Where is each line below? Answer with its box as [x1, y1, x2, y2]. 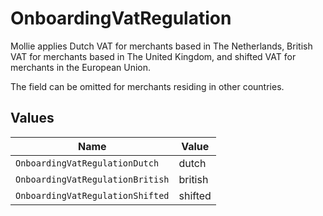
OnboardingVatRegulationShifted [15, 190, 170, 201]
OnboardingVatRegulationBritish [15, 173, 170, 185]
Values [10, 110, 55, 127]
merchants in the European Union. [10, 61, 152, 73]
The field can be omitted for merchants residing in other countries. [10, 80, 285, 92]
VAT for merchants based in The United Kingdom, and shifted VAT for [10, 50, 297, 62]
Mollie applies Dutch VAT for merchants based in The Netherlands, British [10, 40, 313, 52]
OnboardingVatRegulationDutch [15, 157, 160, 169]
